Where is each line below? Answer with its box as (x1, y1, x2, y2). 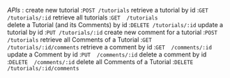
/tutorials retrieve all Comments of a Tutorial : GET (7, 36, 152, 44)
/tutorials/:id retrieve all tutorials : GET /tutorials (7, 13, 158, 22)
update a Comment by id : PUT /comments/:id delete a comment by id (7, 50, 207, 58)
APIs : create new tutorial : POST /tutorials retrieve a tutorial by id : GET (7, 6, 209, 14)
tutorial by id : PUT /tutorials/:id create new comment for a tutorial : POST (7, 28, 218, 36)
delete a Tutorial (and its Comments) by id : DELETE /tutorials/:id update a (7, 21, 224, 29)
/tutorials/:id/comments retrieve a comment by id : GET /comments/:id (7, 43, 213, 51)
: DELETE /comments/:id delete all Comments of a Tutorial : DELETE (7, 58, 194, 65)
